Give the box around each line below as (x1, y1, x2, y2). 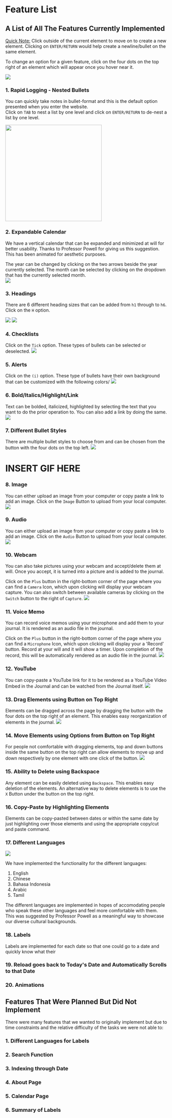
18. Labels (5, 931, 31, 939)
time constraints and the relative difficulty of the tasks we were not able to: (5, 1024, 164, 1031)
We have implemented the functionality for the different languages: (5, 860, 147, 867)
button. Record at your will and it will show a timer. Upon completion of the (5, 646, 163, 653)
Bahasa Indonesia (12, 881, 51, 888)
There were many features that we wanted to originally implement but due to (5, 1019, 167, 1025)
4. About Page (5, 1078, 42, 1086)
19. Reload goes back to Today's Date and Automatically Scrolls (5, 961, 167, 968)
